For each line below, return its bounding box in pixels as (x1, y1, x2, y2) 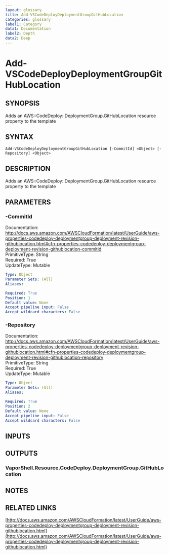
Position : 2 (5, 403, 30, 409)
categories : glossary (5, 17, 51, 22)
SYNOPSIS (5, 99, 40, 108)
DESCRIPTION (5, 164, 51, 173)
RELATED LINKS (5, 503, 57, 512)
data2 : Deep (5, 36, 30, 41)
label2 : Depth (5, 31, 35, 36)
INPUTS (5, 432, 30, 440)
